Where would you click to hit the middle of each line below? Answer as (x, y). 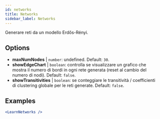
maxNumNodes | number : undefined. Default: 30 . (61, 59)
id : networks (18, 10)
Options (18, 48)
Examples (20, 101)
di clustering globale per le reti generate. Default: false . (68, 85)
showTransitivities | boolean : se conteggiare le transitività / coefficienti (84, 80)
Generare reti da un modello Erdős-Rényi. (47, 33)
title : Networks (21, 14)
